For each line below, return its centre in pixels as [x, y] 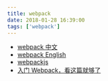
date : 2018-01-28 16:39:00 [46, 20]
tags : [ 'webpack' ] [34, 26]
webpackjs [33, 62]
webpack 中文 [37, 47]
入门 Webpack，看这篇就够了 [59, 71]
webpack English [42, 55]
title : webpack [29, 13]
